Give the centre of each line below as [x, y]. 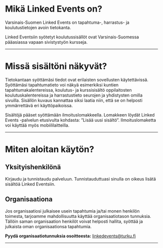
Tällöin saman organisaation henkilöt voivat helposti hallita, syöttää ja [74, 221]
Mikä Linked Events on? [54, 9]
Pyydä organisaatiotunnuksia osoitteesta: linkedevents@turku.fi [70, 236]
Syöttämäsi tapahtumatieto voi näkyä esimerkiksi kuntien [62, 85]
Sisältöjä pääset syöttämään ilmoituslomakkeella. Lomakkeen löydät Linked [80, 115]
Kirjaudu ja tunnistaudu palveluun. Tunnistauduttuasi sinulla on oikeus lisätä [81, 179]
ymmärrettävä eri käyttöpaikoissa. [39, 105]
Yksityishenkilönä [33, 167]
